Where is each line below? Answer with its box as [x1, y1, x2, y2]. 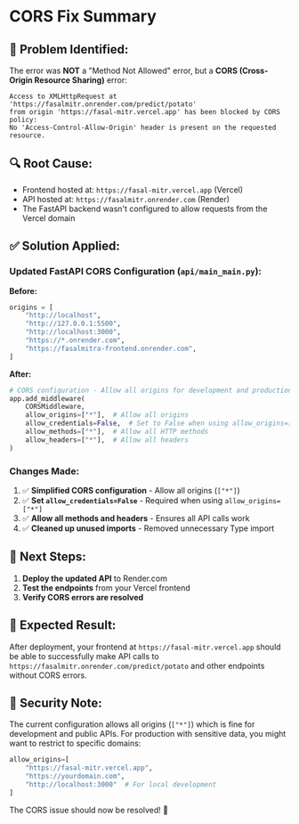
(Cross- [238, 65, 269, 76]
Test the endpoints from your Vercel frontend [21, 582, 191, 593]
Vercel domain [21, 212, 76, 224]
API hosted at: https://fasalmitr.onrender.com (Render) [21, 193, 230, 204]
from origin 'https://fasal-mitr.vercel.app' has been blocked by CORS [9, 108, 280, 117]
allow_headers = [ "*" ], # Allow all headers [25, 435, 190, 445]
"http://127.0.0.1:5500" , [25, 319, 122, 329]
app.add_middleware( [9, 394, 86, 403]
